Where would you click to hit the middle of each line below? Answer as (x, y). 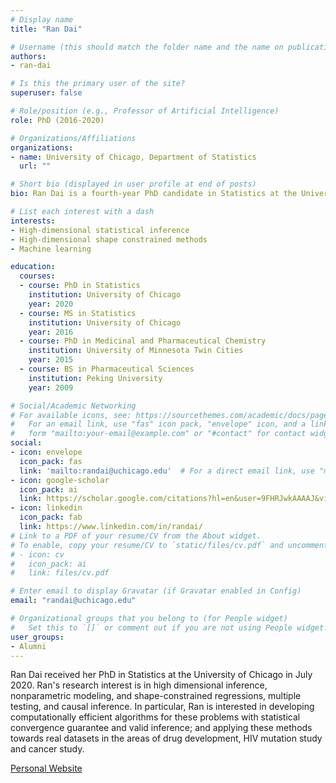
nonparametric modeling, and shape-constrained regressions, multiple (156, 696)
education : (33, 267)
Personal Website (46, 768)
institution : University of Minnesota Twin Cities (136, 351)
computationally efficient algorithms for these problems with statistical (155, 717)
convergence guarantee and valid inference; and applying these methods (161, 728)
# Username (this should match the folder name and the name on (147, 47)
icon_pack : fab (51, 517)
